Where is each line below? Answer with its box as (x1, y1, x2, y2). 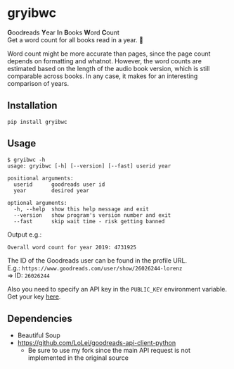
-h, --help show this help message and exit (13, 206, 150, 213)
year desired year (13, 187, 90, 194)
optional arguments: (7, 199, 68, 206)
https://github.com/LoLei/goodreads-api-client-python (17, 339, 176, 347)
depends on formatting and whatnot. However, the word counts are (7, 56, 202, 65)
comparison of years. (7, 79, 69, 87)
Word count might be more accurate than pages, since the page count (7, 49, 211, 58)
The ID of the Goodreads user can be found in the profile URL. (7, 256, 188, 265)
